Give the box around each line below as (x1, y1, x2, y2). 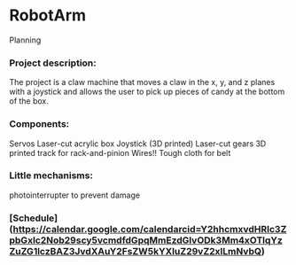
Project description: (9, 57, 97, 69)
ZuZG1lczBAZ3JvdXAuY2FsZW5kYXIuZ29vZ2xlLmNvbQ (9, 245, 261, 257)
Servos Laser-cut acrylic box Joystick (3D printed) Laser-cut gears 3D (9, 138, 267, 149)
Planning (9, 35, 42, 45)
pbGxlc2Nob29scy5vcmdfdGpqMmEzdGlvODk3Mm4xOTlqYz (9, 234, 284, 246)
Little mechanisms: (9, 169, 93, 182)
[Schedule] (9, 212, 58, 224)
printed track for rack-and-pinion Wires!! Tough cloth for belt (9, 147, 231, 158)
